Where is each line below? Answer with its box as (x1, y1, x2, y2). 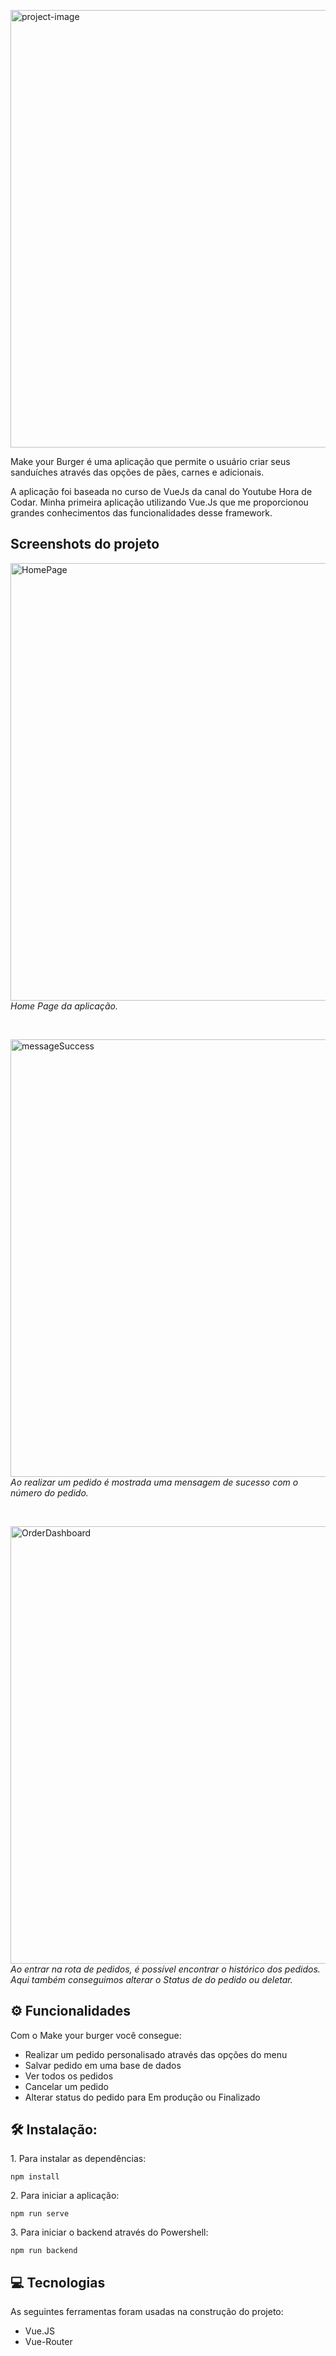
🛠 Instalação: (10, 2121, 98, 2139)
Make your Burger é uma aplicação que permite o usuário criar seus (10, 456, 291, 467)
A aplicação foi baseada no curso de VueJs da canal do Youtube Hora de (10, 486, 313, 497)
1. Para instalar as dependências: (10, 2153, 147, 2165)
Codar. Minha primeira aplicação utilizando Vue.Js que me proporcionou (10, 496, 309, 508)
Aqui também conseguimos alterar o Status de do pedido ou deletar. (10, 1973, 293, 1985)
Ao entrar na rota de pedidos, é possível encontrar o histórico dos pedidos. (10, 1963, 321, 1975)
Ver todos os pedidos (24, 2070, 114, 2082)
